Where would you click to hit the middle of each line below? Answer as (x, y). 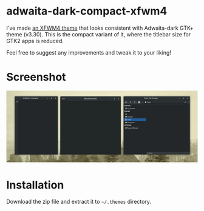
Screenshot (36, 77)
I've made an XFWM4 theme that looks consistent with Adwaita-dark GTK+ (100, 28)
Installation (35, 185)
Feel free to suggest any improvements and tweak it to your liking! (89, 52)
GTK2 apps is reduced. (35, 41)
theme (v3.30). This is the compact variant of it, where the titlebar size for (99, 34)
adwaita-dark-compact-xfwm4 (87, 11)
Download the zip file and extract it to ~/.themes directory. (79, 202)
